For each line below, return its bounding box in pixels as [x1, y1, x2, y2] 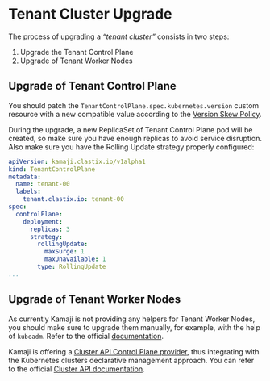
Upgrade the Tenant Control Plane [19, 47, 135, 57]
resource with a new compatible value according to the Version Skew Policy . [8, 109, 262, 119]
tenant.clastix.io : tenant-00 [23, 195, 125, 203]
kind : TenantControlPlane [8, 165, 95, 174]
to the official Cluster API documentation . [8, 364, 145, 374]
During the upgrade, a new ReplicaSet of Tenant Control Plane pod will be [8, 124, 253, 134]
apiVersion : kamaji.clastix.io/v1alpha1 [8, 157, 147, 165]
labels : [15, 187, 42, 196]
